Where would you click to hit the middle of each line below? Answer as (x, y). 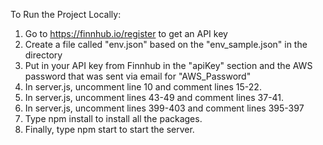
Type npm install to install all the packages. (113, 118)
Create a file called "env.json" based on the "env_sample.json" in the (166, 44)
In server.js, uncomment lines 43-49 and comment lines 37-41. (154, 97)
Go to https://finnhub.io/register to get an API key (126, 33)
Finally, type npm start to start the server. (109, 129)
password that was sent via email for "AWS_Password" (138, 76)
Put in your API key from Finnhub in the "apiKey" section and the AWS (168, 65)
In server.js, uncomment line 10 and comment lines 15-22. (143, 87)
